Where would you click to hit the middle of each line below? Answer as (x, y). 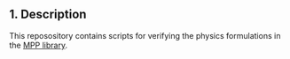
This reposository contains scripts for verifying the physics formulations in (145, 35)
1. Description (48, 15)
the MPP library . (39, 45)
